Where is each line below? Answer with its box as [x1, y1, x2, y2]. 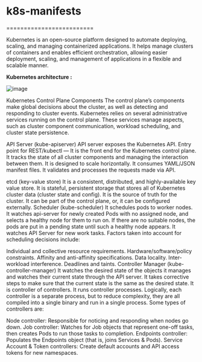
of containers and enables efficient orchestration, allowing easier [6, 48, 168, 56]
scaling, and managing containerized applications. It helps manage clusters [6, 42, 194, 50]
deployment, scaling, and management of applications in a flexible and [6, 55, 182, 62]
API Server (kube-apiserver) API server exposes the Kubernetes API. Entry [6, 140, 192, 147]
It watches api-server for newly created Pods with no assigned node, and [6, 210, 189, 217]
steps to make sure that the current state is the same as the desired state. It [6, 279, 194, 286]
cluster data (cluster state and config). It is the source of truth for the [6, 190, 177, 198]
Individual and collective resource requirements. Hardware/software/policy [6, 247, 192, 254]
